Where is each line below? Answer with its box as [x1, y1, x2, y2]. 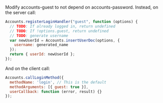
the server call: [5, 9, 36, 15]
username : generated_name [14, 42, 69, 47]
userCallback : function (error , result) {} [10, 89, 102, 94]
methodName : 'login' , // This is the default [10, 79, 107, 84]
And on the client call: [5, 65, 50, 71]
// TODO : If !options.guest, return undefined [10, 28, 109, 33]
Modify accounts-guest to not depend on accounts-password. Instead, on [5, 4, 158, 10]
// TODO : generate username [10, 33, 69, 38]
